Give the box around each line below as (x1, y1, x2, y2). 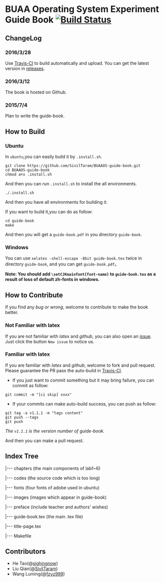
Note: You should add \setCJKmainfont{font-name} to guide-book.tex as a (5, 271, 156, 277)
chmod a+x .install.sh (5, 172, 52, 177)
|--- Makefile (5, 533, 32, 539)
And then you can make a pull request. (5, 437, 84, 443)
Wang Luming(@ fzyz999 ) (12, 571, 65, 577)
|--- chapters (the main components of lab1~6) (5, 465, 101, 471)
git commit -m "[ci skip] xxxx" (5, 392, 72, 397)
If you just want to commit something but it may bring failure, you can (12, 377, 155, 383)
